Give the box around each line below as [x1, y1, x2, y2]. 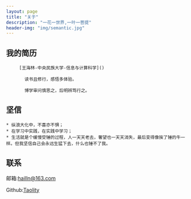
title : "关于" [6, 14, 39, 20]
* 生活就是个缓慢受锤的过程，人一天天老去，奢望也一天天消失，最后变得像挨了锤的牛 [6, 134, 181, 140]
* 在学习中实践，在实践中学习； [6, 128, 72, 134]
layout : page [6, 8, 38, 15]
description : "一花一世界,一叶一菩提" [6, 19, 92, 25]
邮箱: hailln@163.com [6, 174, 56, 181]
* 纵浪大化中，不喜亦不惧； [6, 122, 64, 128]
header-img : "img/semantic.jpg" [6, 25, 85, 31]
